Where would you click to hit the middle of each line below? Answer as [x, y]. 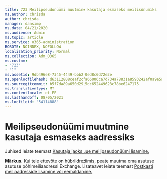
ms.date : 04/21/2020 [27, 28]
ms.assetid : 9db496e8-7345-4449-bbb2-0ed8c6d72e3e [59, 75]
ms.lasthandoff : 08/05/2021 [34, 97]
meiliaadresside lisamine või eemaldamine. [49, 172]
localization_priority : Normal [38, 51]
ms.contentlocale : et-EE [31, 93]
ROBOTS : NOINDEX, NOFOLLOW [33, 47]
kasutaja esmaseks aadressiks [70, 137]
